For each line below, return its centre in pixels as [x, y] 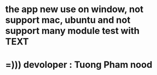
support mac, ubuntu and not [68, 20]
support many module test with [72, 31]
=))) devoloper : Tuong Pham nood [79, 65]
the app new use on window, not [74, 9]
